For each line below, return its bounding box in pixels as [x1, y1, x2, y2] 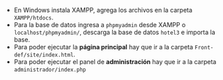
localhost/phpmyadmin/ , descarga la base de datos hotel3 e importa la [13, 28, 215, 36]
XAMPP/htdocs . [13, 13, 54, 22]
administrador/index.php [13, 66, 86, 73]
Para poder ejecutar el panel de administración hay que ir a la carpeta [13, 58, 217, 65]
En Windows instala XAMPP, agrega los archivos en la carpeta [13, 6, 193, 14]
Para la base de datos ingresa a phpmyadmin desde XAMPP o [13, 21, 186, 29]
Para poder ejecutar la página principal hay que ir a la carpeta [13, 43, 194, 51]
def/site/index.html [13, 51, 74, 58]
